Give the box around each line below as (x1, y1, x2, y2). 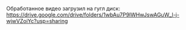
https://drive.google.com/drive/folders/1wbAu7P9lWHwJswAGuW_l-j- (6, 11, 180, 18)
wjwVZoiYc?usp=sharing (6, 18, 68, 24)
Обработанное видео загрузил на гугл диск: (6, 5, 121, 12)
